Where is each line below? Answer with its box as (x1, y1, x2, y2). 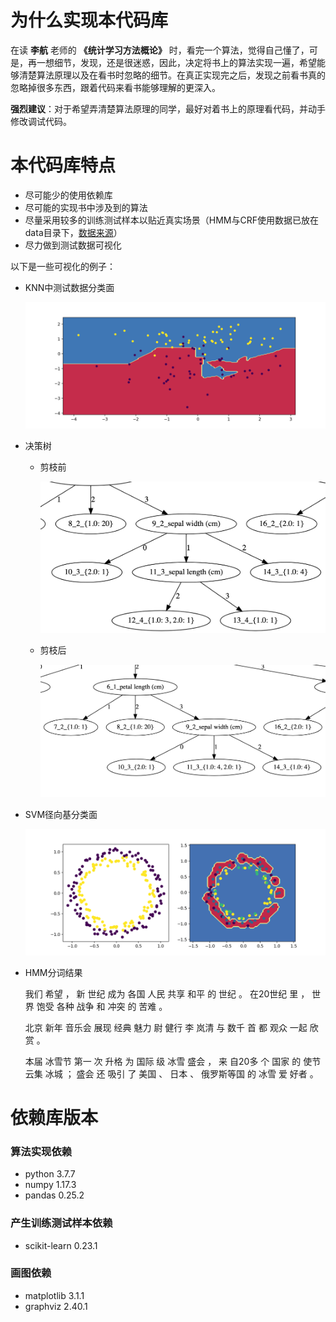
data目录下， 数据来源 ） (24, 226, 123, 238)
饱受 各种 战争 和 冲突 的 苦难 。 (36, 1000, 168, 1012)
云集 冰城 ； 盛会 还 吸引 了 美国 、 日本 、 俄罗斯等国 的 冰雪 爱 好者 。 (24, 1067, 319, 1080)
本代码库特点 (10, 154, 117, 177)
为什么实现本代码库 (10, 9, 169, 32)
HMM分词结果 (24, 966, 83, 978)
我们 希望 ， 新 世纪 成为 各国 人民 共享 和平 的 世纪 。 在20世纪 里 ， (24, 987, 310, 1000)
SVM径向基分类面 (24, 809, 98, 821)
